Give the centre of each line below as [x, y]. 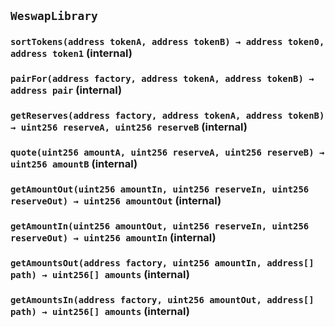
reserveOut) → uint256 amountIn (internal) [113, 237]
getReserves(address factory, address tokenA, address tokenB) [167, 116]
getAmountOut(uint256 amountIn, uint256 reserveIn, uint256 [160, 189]
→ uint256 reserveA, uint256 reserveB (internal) [129, 127]
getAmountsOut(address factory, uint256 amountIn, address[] [162, 263]
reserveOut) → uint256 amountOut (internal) [116, 200]
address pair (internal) [66, 90]
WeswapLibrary [54, 16]
